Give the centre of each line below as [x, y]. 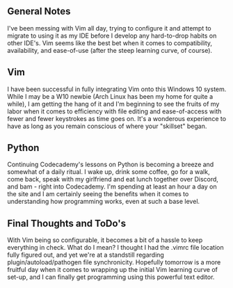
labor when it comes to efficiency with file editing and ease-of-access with [114, 111]
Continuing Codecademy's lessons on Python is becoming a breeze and [111, 165]
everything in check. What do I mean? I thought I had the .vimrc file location [115, 248]
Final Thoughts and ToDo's [67, 223]
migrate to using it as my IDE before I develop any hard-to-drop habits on [112, 35]
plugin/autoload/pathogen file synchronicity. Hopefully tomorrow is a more [114, 262]
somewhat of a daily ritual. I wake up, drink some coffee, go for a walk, [109, 172]
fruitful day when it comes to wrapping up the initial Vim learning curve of [112, 270]
